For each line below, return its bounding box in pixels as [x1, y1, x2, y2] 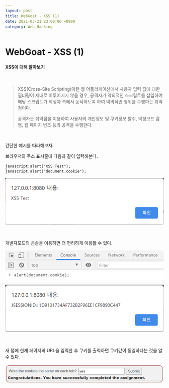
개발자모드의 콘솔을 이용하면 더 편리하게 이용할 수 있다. [5, 240, 113, 246]
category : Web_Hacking [5, 24, 53, 29]
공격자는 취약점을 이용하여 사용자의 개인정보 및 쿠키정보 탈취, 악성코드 [17, 115, 155, 121]
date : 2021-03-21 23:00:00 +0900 [5, 19, 75, 24]
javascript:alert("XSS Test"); [5, 164, 71, 169]
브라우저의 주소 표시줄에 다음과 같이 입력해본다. [5, 153, 98, 159]
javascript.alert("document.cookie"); [5, 169, 87, 174]
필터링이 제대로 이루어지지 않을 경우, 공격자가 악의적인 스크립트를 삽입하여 [17, 92, 163, 98]
